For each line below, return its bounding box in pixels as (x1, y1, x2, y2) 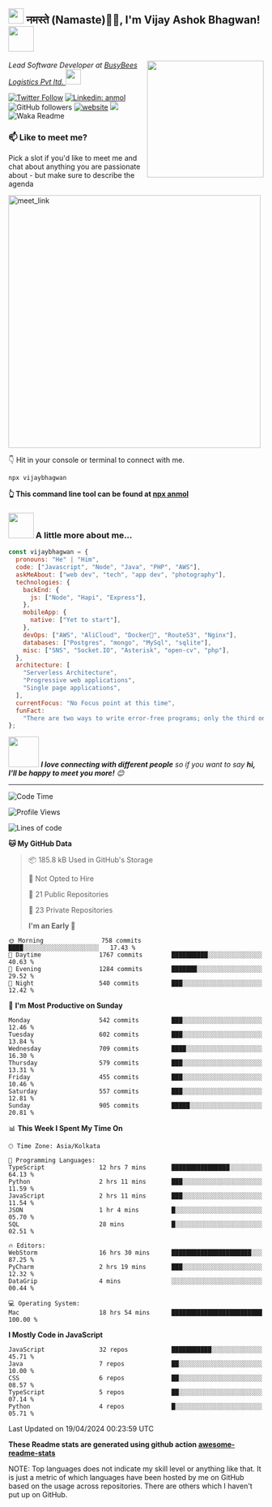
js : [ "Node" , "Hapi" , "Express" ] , (29, 594, 147, 602)
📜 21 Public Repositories (28, 890, 109, 900)
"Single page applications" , (23, 684, 121, 693)
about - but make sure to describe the (8, 171, 135, 180)
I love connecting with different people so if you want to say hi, (40, 760, 256, 770)
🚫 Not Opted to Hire (28, 874, 95, 883)
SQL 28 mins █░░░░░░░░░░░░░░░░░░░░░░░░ (8, 1220, 263, 1228)
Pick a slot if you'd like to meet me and (8, 153, 138, 163)
